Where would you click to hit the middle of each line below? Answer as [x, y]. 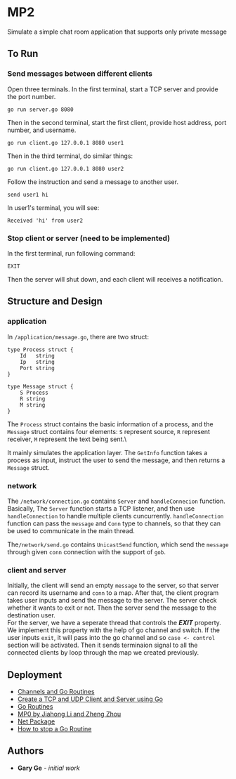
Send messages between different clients [80, 74]
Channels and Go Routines [56, 692]
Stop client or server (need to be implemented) [89, 238]
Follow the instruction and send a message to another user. [93, 182]
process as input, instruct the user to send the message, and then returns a [116, 460]
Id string [37, 355]
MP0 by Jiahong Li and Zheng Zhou [69, 714]
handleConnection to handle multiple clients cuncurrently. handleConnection [116, 516]
